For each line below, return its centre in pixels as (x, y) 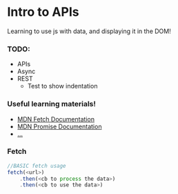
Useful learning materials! (52, 104)
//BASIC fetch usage (37, 166)
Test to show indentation (62, 86)
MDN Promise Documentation (59, 126)
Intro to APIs (43, 12)
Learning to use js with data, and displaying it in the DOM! (89, 31)
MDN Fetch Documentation (56, 119)
